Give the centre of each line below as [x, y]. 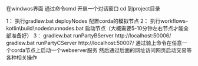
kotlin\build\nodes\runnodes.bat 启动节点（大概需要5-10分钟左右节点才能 [95, 28]
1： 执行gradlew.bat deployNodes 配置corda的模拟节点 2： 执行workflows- [97, 21]
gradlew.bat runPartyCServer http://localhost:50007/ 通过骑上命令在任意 [94, 43]
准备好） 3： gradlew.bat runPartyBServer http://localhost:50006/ [91, 36]
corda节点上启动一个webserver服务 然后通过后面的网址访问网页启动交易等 [101, 50]
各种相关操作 [22, 58]
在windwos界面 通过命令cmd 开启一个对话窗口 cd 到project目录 [83, 8]
